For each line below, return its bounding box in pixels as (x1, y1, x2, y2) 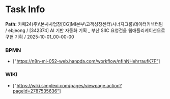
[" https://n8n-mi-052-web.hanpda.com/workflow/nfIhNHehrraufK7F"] (12, 58, 160, 64)
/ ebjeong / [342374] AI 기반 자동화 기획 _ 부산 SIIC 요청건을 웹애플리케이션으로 (5, 27, 165, 34)
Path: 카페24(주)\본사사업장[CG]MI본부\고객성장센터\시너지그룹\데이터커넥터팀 (5, 21, 163, 27)
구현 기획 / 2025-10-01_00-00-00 (5, 34, 75, 40)
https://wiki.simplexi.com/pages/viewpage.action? (16, 82, 122, 88)
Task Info (5, 4, 45, 15)
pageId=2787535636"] (12, 88, 61, 94)
